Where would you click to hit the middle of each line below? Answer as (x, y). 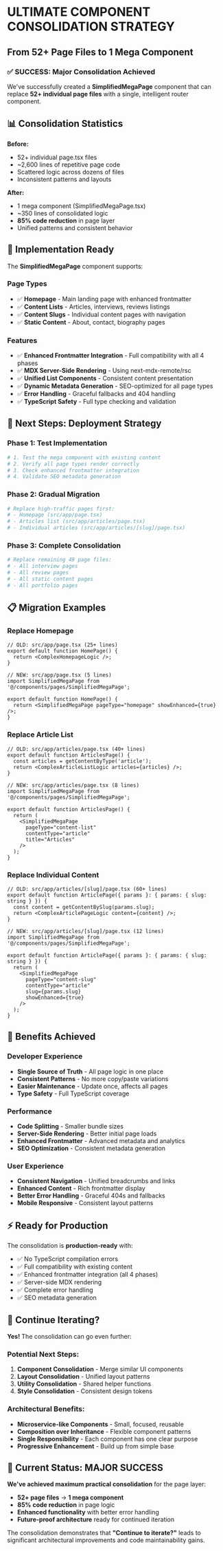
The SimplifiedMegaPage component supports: (75, 266)
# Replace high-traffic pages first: (61, 509)
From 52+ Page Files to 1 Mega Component (100, 52)
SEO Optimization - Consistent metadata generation (91, 1149)
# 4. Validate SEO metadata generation (64, 477)
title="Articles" (50, 839)
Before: (18, 144)
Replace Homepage (40, 631)
